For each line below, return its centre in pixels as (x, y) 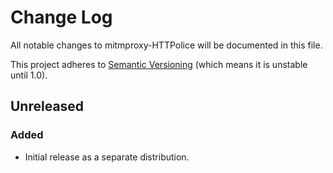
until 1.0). (29, 75)
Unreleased (47, 106)
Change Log (61, 17)
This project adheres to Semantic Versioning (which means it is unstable (159, 64)
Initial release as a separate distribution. (107, 157)
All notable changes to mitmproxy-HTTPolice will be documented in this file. (166, 45)
